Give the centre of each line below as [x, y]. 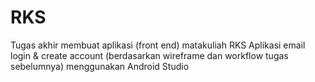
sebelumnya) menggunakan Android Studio [100, 66]
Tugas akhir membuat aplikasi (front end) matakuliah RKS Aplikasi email [158, 45]
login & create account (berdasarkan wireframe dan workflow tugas [149, 55]
